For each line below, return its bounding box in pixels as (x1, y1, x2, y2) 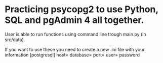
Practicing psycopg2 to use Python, (5, 4, 159, 15)
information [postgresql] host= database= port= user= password (5, 52, 140, 58)
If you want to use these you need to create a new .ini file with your (5, 46, 145, 52)
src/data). (5, 37, 25, 43)
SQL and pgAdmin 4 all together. (5, 14, 144, 26)
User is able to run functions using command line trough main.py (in (5, 31, 146, 37)
